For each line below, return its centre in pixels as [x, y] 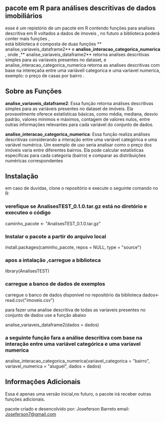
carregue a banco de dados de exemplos [55, 284]
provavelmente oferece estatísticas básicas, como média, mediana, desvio [82, 114]
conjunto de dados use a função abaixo [45, 315]
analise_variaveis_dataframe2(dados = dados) [52, 325]
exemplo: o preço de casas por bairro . [45, 75]
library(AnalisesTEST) [27, 271]
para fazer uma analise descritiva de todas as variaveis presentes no [75, 310]
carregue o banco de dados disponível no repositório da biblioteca [73, 295]
